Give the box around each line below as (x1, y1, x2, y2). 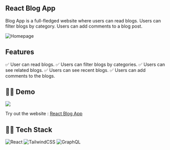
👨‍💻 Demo (5, 88, 35, 96)
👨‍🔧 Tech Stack (5, 125, 53, 134)
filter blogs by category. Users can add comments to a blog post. (5, 23, 142, 29)
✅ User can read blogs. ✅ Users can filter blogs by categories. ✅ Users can (5, 61, 165, 67)
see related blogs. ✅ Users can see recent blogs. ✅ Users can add (5, 67, 146, 73)
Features (5, 48, 34, 57)
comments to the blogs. (5, 72, 55, 79)
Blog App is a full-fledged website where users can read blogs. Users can (5, 17, 161, 23)
